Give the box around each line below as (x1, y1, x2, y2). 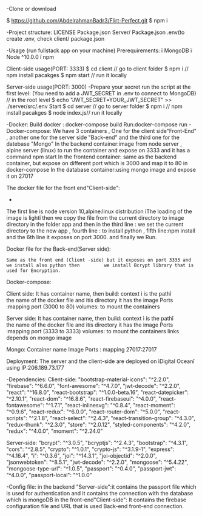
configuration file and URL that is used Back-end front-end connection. (6, 503, 184, 509)
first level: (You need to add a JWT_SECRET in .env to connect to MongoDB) (6, 90, 197, 97)
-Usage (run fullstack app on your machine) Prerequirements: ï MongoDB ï (6, 47, 192, 54)
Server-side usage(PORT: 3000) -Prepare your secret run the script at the (6, 83, 191, 90)
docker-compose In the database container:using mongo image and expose (6, 166, 196, 173)
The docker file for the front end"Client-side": (6, 185, 120, 191)
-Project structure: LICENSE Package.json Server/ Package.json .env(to (6, 29, 185, 36)
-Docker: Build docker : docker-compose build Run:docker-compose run (6, 121, 188, 128)
